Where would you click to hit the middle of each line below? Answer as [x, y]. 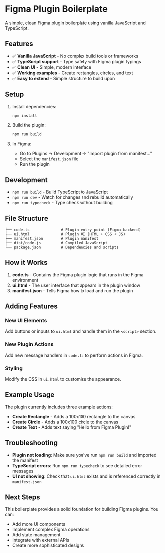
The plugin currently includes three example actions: [59, 407]
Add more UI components [39, 524]
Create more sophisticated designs [48, 545]
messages [23, 471]
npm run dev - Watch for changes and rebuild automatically [73, 197]
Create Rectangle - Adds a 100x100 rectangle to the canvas [74, 416]
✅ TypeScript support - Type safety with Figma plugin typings [77, 61]
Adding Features [32, 306]
